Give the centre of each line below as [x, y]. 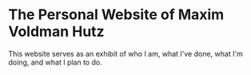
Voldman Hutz [57, 32]
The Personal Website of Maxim [116, 15]
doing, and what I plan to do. [55, 62]
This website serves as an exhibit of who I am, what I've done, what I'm [126, 53]
